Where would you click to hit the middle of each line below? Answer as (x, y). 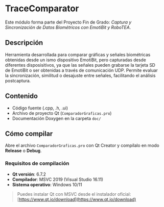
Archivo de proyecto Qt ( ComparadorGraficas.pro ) (62, 113)
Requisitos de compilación (37, 163)
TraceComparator (42, 9)
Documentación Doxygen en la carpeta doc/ (57, 118)
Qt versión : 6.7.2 (29, 174)
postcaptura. (18, 80)
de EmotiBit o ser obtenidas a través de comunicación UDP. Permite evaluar (82, 70)
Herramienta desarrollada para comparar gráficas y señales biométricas (78, 54)
